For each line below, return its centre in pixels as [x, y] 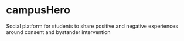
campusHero [38, 10]
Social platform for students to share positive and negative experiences [92, 26]
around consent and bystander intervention [58, 32]
